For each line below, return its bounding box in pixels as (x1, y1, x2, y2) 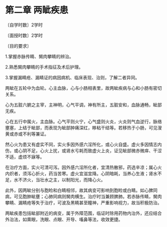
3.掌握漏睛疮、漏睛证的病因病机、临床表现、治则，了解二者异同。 (5, 74, 140, 80)
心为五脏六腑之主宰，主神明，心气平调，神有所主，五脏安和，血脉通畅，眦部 (5, 102, 162, 108)
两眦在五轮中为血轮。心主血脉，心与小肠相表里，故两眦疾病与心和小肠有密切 (5, 85, 162, 91)
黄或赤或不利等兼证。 (5, 131, 49, 137)
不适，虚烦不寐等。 (5, 154, 45, 160)
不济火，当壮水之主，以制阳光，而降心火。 (18, 176, 105, 182)
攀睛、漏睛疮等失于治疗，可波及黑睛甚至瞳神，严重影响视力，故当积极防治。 (5, 199, 162, 206)
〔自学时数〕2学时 (5, 22, 43, 28)
